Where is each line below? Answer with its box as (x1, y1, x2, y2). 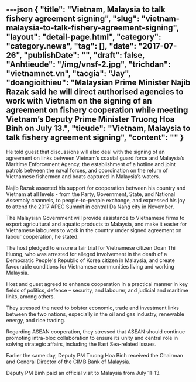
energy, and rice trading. (6, 316, 66, 324)
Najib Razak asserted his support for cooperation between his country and (6, 184, 186, 191)
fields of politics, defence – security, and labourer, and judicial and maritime (6, 287, 188, 294)
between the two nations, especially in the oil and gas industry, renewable (6, 310, 184, 318)
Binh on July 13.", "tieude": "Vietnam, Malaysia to (6, 123, 191, 133)
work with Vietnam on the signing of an (6, 96, 152, 106)
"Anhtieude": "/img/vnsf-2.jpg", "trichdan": (6, 60, 171, 70)
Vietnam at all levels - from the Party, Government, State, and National (6, 190, 176, 198)
